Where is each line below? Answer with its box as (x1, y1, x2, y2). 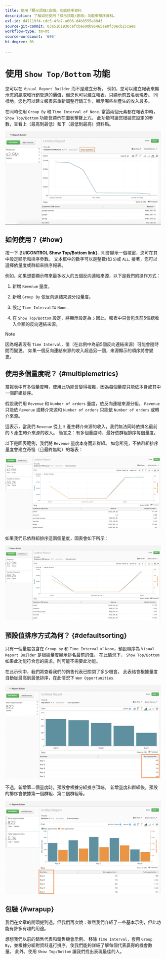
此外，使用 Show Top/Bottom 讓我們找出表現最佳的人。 (14, 948, 124, 954)
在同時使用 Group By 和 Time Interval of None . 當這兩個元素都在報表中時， (5, 108, 158, 114)
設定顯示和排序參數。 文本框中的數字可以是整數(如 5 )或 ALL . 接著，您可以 (9, 256, 158, 262)
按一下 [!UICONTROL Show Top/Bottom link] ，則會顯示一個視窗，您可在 (5, 250, 154, 256)
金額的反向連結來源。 (16, 321, 60, 327)
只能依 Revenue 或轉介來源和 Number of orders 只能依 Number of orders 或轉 (5, 407, 160, 412)
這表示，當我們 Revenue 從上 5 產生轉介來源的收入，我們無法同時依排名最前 (5, 423, 158, 429)
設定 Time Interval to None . (12, 304, 68, 310)
